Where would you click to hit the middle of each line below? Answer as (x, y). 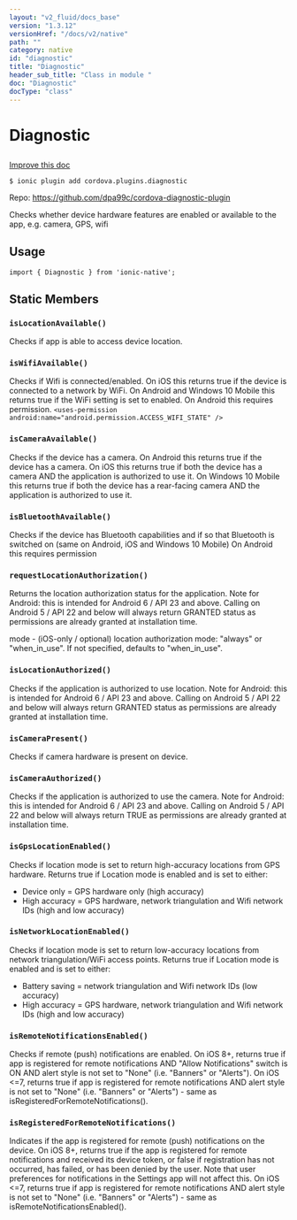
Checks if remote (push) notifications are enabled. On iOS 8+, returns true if (148, 1055)
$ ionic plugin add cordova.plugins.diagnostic (99, 181)
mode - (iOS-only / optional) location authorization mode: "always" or (136, 639)
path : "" (25, 42)
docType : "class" (41, 91)
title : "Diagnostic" (47, 67)
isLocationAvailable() (58, 323)
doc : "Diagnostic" (43, 83)
